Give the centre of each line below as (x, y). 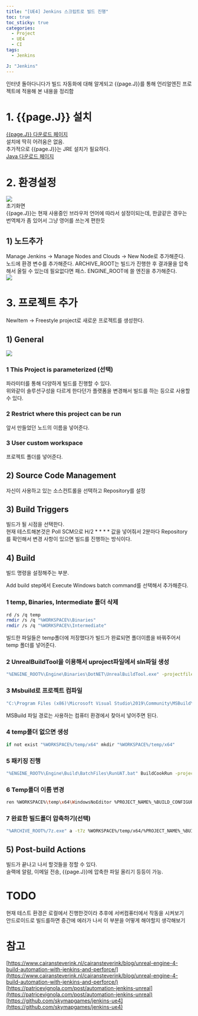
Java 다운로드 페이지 (30, 156)
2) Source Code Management (61, 476)
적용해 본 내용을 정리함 (48, 91)
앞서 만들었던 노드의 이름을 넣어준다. (48, 428)
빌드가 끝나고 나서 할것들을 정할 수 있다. (52, 864)
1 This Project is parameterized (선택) (60, 369)
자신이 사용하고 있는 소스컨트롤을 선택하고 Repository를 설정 (76, 491)
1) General (25, 339)
